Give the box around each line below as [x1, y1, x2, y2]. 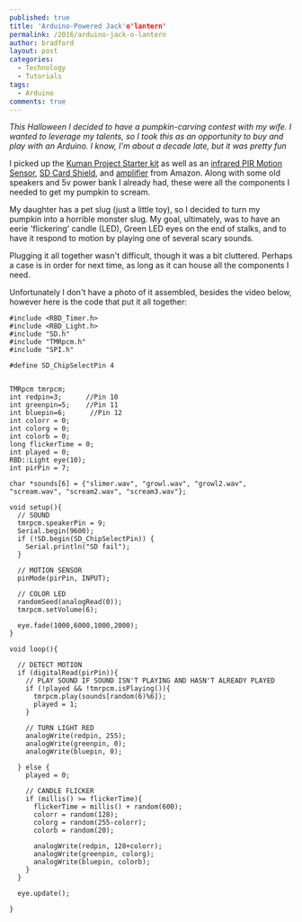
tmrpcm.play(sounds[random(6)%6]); [32, 692, 167, 701]
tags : [9, 80, 30, 89]
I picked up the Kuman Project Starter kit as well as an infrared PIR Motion [9, 158, 283, 169]
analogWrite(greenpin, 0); [25, 739, 127, 748]
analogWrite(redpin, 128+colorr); [32, 842, 164, 851]
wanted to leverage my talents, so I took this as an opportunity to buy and [9, 131, 284, 142]
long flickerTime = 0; [9, 440, 94, 449]
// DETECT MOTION [17, 661, 83, 670]
